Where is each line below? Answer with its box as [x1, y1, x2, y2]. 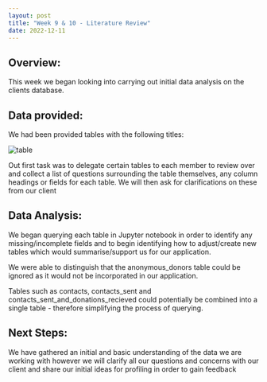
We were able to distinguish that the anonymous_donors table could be [8, 262, 241, 271]
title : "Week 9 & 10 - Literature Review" [8, 19, 151, 27]
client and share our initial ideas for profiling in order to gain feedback [8, 364, 237, 374]
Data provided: [8, 108, 83, 122]
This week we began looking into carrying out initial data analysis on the [8, 77, 245, 87]
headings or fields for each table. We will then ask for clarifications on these [8, 177, 257, 187]
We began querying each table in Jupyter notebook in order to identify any [8, 230, 253, 240]
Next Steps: [8, 326, 68, 340]
